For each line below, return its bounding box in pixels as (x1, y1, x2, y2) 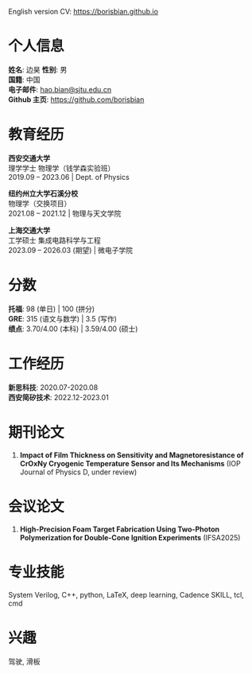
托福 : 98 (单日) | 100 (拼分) (8, 304, 95, 314)
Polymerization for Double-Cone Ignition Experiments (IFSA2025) (19, 532, 241, 542)
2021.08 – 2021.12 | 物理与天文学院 (8, 208, 122, 218)
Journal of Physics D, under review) (19, 467, 138, 477)
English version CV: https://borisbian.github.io (8, 7, 159, 16)
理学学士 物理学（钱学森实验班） (8, 163, 115, 173)
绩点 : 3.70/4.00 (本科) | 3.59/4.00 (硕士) (8, 324, 138, 333)
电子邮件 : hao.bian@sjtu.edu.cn (8, 84, 112, 94)
